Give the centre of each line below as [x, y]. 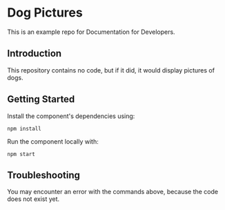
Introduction [35, 54]
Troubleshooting [44, 175]
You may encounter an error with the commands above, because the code [113, 192]
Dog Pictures [45, 13]
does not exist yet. [33, 199]
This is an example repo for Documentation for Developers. [91, 32]
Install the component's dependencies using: [71, 116]
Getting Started [41, 99]
